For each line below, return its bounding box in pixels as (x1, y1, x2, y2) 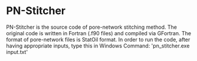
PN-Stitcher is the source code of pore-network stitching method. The (6, 23, 177, 30)
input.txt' (6, 48, 28, 55)
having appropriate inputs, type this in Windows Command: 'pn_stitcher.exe (6, 42, 190, 49)
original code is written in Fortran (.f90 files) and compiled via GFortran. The (6, 29, 192, 36)
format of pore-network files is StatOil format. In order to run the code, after (6, 36, 191, 43)
